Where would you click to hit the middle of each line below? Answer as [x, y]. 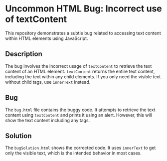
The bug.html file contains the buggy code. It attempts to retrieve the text [80, 110]
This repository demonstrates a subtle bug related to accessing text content [83, 33]
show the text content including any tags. [48, 120]
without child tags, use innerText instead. [48, 82]
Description [24, 54]
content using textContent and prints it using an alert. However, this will [79, 115]
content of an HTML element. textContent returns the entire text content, [80, 71]
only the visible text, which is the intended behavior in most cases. [74, 153]
